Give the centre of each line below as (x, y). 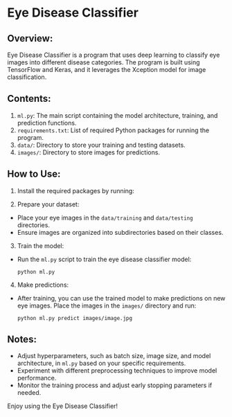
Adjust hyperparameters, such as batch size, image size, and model (114, 356)
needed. (29, 393)
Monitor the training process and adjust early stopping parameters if (115, 385)
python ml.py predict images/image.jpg (75, 318)
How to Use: (34, 174)
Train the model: (41, 246)
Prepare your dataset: (48, 204)
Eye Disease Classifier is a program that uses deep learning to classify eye (114, 55)
